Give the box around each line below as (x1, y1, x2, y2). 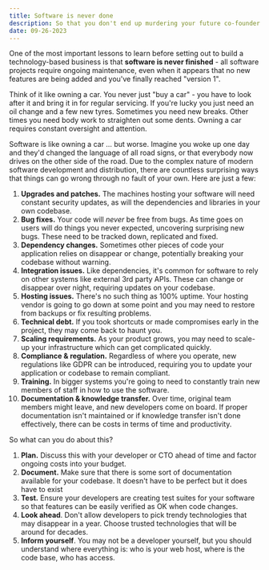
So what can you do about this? (9, 435, 114, 445)
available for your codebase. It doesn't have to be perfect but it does (20, 476, 247, 486)
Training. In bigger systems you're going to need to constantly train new (20, 377, 260, 386)
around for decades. (20, 527, 89, 537)
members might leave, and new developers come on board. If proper (20, 402, 248, 412)
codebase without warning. (20, 258, 111, 267)
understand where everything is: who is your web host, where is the (20, 544, 245, 554)
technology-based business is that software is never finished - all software (9, 57, 259, 67)
